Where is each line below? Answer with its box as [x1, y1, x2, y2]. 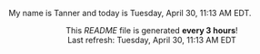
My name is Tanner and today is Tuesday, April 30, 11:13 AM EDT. [8, 8, 252, 18]
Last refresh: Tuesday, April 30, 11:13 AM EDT [66, 35, 237, 45]
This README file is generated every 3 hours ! [65, 25, 238, 35]
